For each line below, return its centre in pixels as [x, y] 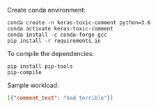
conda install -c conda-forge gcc [57, 35]
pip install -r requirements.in [54, 41]
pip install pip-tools [40, 66]
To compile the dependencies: [51, 54]
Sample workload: [33, 85]
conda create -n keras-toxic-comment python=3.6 [79, 23]
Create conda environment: [46, 10]
